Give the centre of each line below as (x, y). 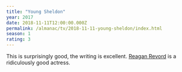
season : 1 (19, 34)
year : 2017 (20, 17)
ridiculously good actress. (38, 62)
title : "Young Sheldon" (36, 12)
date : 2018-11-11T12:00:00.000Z (47, 23)
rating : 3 (19, 39)
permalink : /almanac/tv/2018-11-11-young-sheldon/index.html (84, 28)
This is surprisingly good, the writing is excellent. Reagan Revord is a (91, 56)
